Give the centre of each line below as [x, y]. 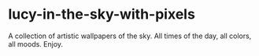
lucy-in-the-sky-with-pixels [102, 14]
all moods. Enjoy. [36, 44]
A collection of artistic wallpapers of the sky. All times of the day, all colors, [130, 36]
